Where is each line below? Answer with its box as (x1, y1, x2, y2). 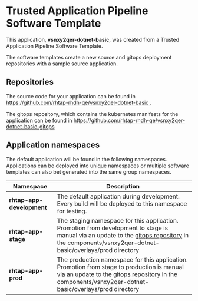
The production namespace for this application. (57, 255, 189, 263)
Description (105, 182, 140, 190)
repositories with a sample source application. (6, 60, 118, 67)
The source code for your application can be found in (6, 92, 136, 100)
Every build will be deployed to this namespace (57, 199, 187, 207)
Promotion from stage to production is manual (57, 263, 184, 271)
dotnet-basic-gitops (6, 123, 55, 130)
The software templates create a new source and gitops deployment (6, 54, 172, 61)
